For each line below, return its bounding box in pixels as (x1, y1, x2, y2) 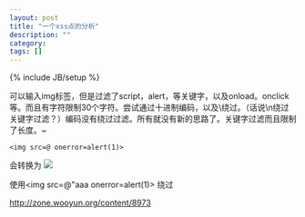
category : (9, 38, 47, 48)
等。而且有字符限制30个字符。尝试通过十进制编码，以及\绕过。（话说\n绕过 (9, 102, 290, 113)
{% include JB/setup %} (9, 72, 100, 83)
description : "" (9, 30, 71, 39)
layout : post (9, 13, 59, 23)
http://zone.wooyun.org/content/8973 (9, 197, 152, 209)
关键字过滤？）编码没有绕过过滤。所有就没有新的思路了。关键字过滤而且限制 (9, 113, 297, 124)
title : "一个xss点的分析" (9, 22, 100, 31)
